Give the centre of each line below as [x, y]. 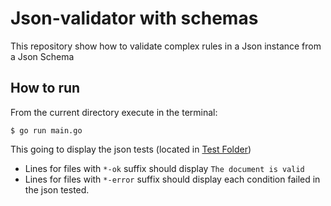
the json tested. [57, 189]
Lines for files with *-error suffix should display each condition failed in [172, 179]
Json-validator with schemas [134, 18]
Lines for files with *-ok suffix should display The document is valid [164, 168]
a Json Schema [42, 56]
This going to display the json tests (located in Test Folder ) [131, 149]
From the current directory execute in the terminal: [114, 112]
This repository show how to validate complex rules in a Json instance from [166, 46]
